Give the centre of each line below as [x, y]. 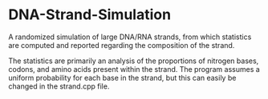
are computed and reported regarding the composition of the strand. [122, 45]
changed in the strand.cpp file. [59, 86]
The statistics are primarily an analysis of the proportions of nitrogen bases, [134, 61]
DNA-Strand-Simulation [89, 15]
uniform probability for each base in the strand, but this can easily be [122, 77]
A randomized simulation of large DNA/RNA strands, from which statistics [130, 37]
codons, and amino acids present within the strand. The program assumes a [134, 69]
